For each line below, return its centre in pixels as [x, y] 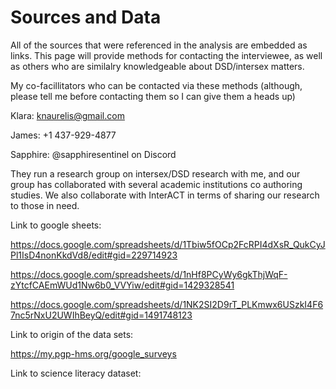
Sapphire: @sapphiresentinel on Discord [93, 154]
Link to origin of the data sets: [72, 334]
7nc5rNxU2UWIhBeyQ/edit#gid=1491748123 [101, 315]
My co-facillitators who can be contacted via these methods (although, [156, 85]
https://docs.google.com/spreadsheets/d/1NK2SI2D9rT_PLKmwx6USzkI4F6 [167, 304]
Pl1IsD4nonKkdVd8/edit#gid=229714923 [94, 255]
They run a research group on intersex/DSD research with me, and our [155, 173]
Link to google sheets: [56, 225]
